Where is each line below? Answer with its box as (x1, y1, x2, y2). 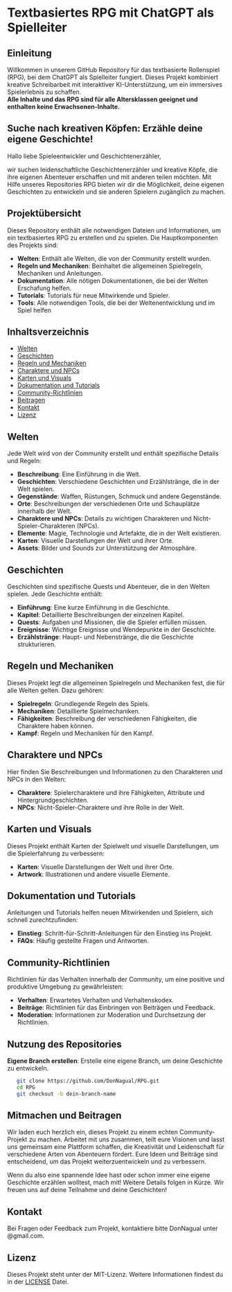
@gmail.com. (7, 1232, 45, 1240)
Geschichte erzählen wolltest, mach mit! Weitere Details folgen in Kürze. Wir (7, 1178, 224, 1186)
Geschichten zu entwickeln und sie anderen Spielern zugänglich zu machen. (7, 187, 226, 196)
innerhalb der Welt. (17, 507, 72, 515)
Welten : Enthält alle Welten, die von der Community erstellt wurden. (17, 254, 211, 262)
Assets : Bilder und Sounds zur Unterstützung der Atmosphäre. (17, 544, 197, 553)
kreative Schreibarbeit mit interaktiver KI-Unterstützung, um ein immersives (7, 81, 223, 88)
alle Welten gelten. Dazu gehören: (7, 686, 104, 694)
